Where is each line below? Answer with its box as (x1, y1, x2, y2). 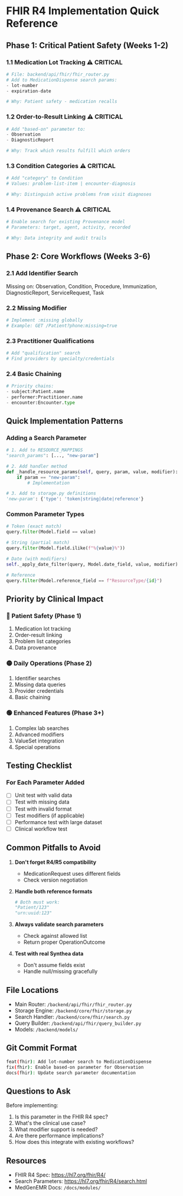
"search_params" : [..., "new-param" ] (6, 453, 99, 459)
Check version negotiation (23, 876, 88, 883)
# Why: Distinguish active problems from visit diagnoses (6, 191, 152, 198)
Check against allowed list (23, 933, 87, 940)
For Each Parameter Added (6, 779, 84, 787)
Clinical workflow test (14, 825, 68, 832)
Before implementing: (6, 1102, 58, 1109)
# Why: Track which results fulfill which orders (6, 148, 131, 154)
